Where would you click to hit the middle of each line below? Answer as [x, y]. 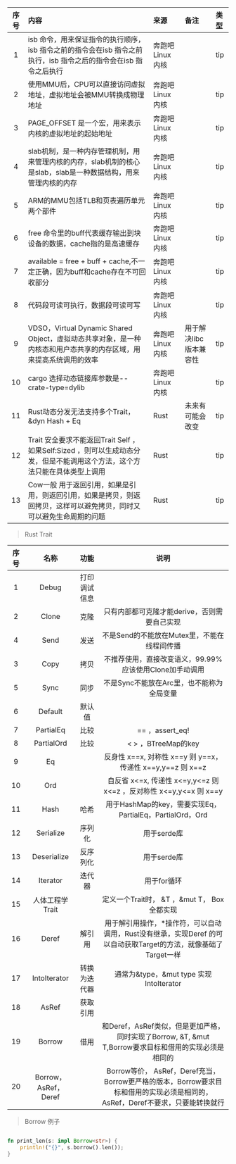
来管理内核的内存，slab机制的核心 [84, 162]
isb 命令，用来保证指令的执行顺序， [86, 39]
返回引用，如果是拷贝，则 [91, 495]
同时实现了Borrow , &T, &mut [163, 1037]
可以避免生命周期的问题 [66, 517]
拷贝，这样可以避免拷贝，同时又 [87, 506]
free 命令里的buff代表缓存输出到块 [85, 233]
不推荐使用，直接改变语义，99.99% [163, 659]
